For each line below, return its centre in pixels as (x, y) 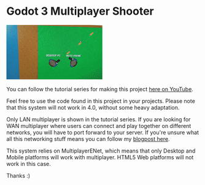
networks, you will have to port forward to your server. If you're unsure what (103, 132)
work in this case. (29, 164)
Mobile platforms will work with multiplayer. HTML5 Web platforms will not (100, 157)
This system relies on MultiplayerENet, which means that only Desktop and (101, 151)
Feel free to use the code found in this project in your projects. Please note (101, 101)
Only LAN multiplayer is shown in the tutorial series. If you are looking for (99, 119)
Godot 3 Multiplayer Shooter (80, 11)
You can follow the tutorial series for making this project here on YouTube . (100, 89)
